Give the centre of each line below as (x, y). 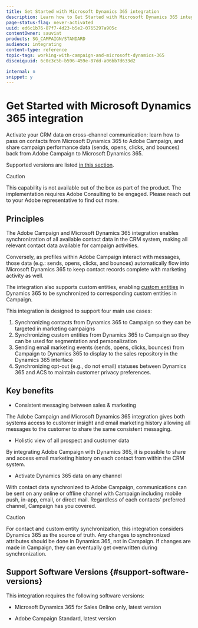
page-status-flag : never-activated (50, 22)
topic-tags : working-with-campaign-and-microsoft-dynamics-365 (85, 55)
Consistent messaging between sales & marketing (75, 405)
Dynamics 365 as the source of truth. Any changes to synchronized (88, 535)
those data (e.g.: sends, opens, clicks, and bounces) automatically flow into (98, 263)
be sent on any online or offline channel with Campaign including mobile (94, 493)
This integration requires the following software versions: (75, 596)
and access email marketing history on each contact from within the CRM (95, 458)
